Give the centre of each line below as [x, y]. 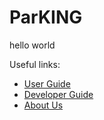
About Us [43, 105]
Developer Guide [58, 94]
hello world [32, 45]
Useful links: [35, 64]
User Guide [47, 83]
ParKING [46, 17]
